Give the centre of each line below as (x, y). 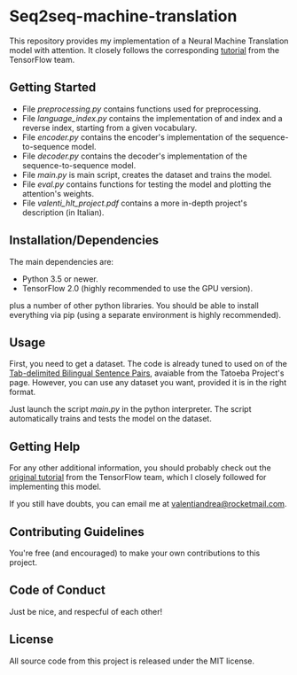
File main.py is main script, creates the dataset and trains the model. (147, 175)
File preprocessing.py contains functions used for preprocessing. (141, 109)
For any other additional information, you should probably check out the (141, 468)
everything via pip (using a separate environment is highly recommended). (145, 314)
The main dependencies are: (61, 261)
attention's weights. (58, 193)
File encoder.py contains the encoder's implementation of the (134, 137)
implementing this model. (55, 487)
